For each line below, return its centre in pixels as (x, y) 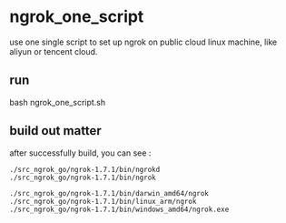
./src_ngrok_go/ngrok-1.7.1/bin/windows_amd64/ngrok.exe (119, 209)
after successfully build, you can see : (80, 153)
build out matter (55, 131)
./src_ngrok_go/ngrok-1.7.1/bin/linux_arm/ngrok (103, 201)
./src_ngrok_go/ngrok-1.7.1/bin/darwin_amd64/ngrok (109, 193)
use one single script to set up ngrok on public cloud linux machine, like (143, 42)
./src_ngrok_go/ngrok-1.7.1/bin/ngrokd (85, 169)
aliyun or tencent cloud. (54, 51)
